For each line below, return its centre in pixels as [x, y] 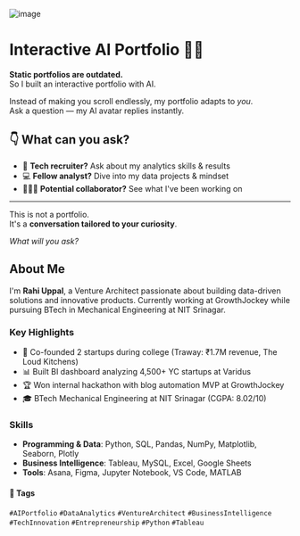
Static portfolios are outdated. [66, 74]
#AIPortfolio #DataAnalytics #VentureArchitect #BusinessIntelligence [141, 514]
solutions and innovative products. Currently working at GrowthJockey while [150, 300]
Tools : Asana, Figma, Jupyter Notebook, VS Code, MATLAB [132, 473]
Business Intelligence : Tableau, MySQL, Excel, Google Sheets [137, 463]
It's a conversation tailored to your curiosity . [93, 224]
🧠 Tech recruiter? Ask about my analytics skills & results [126, 166]
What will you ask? [44, 241]
